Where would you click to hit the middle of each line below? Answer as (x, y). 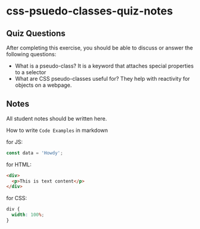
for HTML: (19, 165)
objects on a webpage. (43, 85)
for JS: (14, 142)
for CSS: (17, 198)
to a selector (30, 72)
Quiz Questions (36, 33)
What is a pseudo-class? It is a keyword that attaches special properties (104, 66)
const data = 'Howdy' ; (35, 153)
